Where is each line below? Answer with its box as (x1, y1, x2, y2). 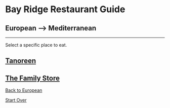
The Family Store (5, 74, 60, 82)
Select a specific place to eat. (5, 42, 67, 48)
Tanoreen (5, 57, 36, 65)
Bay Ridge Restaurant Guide (5, 4, 125, 15)
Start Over (5, 97, 27, 103)
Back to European (5, 87, 42, 93)
